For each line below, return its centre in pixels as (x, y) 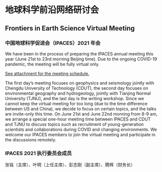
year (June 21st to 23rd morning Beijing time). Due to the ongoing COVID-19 (81, 59)
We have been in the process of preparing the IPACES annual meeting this (79, 53)
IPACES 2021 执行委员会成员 (38, 153)
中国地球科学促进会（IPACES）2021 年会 (53, 43)
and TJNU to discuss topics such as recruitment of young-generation (74, 124)
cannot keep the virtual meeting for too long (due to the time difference (76, 103)
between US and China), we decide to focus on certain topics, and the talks (81, 109)
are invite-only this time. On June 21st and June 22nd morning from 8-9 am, (81, 114)
